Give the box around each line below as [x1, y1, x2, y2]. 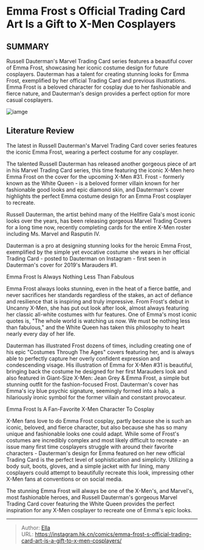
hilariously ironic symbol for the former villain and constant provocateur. [6, 394, 186, 401]
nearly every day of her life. [6, 330, 76, 337]
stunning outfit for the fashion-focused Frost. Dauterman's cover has [6, 380, 178, 388]
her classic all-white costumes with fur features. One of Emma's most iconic [6, 310, 197, 318]
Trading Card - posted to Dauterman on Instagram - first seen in [6, 254, 167, 262]
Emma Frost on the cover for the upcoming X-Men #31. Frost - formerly [6, 173, 185, 180]
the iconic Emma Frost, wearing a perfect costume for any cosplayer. [6, 148, 179, 156]
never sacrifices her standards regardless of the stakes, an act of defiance [6, 291, 193, 299]
